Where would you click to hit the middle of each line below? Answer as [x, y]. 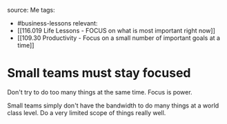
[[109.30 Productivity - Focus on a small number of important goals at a [119, 38]
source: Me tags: [31, 10]
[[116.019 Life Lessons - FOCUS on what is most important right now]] [116, 31]
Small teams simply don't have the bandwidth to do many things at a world [113, 105]
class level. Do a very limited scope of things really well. [87, 112]
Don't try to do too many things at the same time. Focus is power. [100, 92]
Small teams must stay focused [99, 73]
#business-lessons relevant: [57, 23]
